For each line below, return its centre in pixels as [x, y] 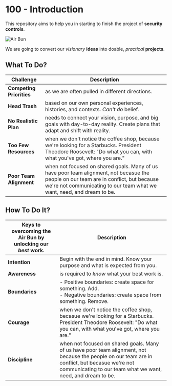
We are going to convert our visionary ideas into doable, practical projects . [85, 49]
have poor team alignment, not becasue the [98, 173]
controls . [15, 29]
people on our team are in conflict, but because [102, 179]
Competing [22, 88]
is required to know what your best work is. [111, 274]
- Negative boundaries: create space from [110, 295]
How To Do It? [28, 210]
